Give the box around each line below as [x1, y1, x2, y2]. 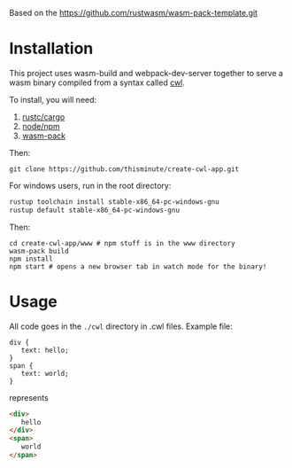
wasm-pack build [9, 246, 69, 255]
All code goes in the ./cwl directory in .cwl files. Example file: [9, 321, 233, 331]
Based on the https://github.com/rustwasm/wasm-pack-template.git [9, 8, 258, 18]
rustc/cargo [21, 111, 65, 122]
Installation [9, 39, 94, 58]
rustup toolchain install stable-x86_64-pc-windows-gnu [9, 197, 219, 207]
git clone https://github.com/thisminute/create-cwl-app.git [9, 164, 240, 174]
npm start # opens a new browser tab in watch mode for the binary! [9, 261, 267, 271]
